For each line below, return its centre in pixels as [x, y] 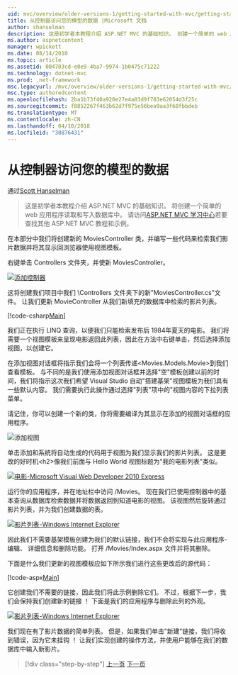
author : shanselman [36, 27]
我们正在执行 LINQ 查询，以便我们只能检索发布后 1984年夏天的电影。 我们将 [118, 330]
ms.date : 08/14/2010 [38, 54]
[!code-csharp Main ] [36, 316]
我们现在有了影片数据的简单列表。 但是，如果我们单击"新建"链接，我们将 [113, 631]
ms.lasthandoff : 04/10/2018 [49, 126]
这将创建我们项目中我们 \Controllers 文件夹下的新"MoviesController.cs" [111, 293]
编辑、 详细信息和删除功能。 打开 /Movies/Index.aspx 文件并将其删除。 [111, 548]
